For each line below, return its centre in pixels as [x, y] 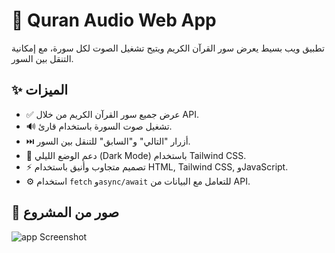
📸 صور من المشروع [65, 212]
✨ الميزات [40, 90]
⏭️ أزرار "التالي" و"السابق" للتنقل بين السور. [108, 141]
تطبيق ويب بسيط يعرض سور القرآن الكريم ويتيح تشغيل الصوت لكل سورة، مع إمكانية [168, 48]
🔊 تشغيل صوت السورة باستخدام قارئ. [99, 126]
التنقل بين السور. [42, 58]
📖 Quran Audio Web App [114, 20]
